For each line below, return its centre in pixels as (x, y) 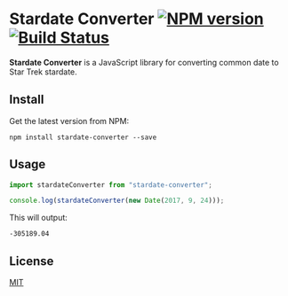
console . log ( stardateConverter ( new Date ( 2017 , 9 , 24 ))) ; (117, 201)
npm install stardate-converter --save (83, 137)
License (32, 261)
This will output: (39, 218)
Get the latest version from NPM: (69, 121)
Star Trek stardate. (43, 72)
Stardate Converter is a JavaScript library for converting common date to (144, 62)
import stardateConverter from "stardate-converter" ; (111, 185)
